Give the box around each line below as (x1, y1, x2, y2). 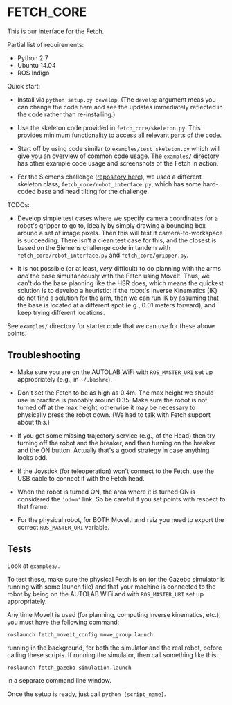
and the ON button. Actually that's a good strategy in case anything (17, 446, 210, 454)
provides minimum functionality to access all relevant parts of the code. (17, 131, 222, 139)
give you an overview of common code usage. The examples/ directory (17, 152, 220, 160)
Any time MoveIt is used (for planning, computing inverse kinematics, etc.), (7, 610, 221, 618)
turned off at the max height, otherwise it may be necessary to (17, 403, 196, 411)
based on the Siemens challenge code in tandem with (17, 243, 171, 251)
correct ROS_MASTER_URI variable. (17, 523, 110, 531)
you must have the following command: (7, 618, 120, 626)
